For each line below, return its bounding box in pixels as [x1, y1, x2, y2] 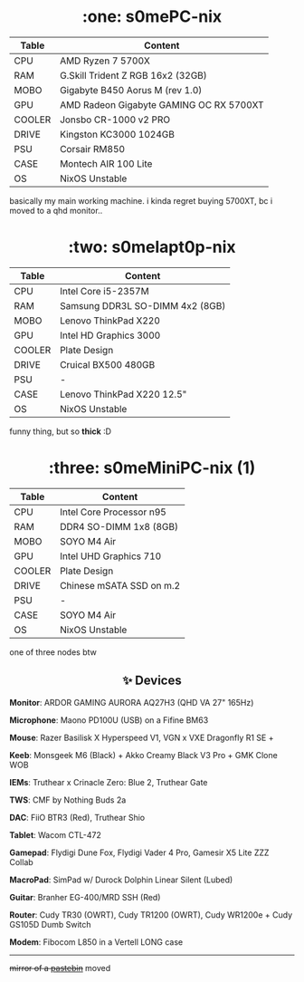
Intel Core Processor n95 [60, 505, 167, 518]
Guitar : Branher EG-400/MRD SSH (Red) [9, 891, 161, 902]
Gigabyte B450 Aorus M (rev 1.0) [60, 83, 203, 96]
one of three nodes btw [9, 646, 97, 658]
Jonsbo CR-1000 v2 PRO [60, 113, 171, 126]
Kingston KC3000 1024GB [60, 128, 175, 140]
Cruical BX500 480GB [60, 358, 156, 371]
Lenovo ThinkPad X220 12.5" [60, 388, 187, 400]
